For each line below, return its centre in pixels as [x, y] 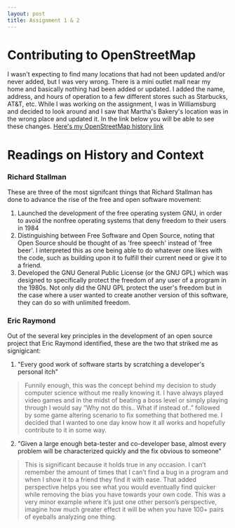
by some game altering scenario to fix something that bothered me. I [123, 415]
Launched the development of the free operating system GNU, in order [120, 213]
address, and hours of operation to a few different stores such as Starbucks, [117, 97]
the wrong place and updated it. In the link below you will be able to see [111, 119]
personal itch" [38, 372]
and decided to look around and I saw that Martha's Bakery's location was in [118, 111]
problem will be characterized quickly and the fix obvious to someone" [120, 451]
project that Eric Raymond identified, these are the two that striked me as [113, 344]
